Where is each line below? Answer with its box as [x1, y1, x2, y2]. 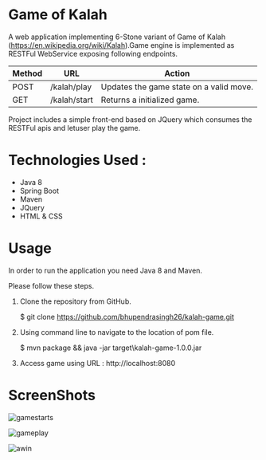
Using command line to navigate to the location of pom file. [19, 327, 214, 336]
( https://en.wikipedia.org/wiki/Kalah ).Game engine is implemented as [8, 40, 235, 49]
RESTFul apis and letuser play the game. [8, 123, 141, 132]
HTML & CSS [19, 211, 63, 221]
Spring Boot [19, 186, 60, 195]
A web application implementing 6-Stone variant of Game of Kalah [8, 32, 225, 41]
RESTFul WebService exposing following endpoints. [8, 49, 178, 58]
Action [164, 68, 190, 79]
